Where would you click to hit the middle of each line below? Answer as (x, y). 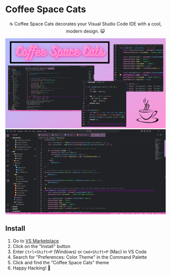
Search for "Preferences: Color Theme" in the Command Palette (80, 257)
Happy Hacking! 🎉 (32, 268)
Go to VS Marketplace (36, 241)
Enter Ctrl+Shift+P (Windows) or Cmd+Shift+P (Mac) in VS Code (79, 252)
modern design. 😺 (85, 31)
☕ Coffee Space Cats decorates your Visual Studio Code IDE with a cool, (85, 23)
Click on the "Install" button (41, 246)
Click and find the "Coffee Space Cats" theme (61, 262)
